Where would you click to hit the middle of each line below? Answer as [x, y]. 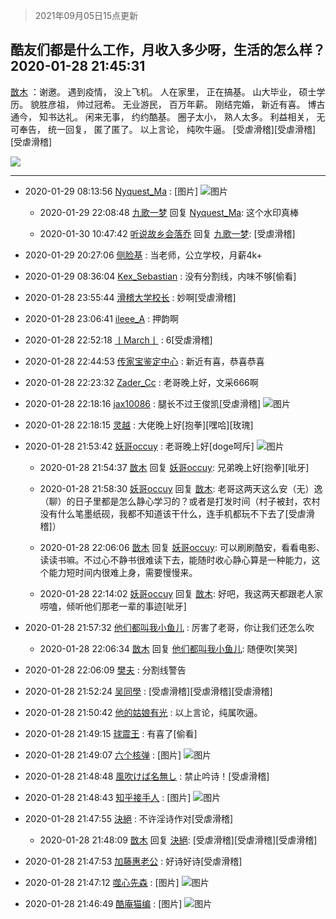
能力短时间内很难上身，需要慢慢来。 [123, 572]
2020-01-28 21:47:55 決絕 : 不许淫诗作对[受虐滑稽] [129, 818]
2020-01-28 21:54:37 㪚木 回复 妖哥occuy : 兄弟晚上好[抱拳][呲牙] [174, 467]
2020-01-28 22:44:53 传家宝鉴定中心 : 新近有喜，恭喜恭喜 [144, 361]
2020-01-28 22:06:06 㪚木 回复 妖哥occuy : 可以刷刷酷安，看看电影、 [182, 547]
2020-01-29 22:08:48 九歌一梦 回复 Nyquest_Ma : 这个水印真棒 [169, 212]
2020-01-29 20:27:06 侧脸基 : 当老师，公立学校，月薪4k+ [143, 255]
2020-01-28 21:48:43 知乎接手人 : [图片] [108, 797]
